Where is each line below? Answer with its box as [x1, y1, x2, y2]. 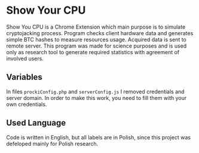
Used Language [6, 118, 66, 128]
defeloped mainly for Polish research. [6, 140, 99, 147]
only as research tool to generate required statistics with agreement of [6, 48, 180, 55]
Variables [6, 72, 43, 82]
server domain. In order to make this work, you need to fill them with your [6, 94, 187, 101]
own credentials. [6, 101, 47, 108]
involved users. [6, 55, 44, 62]
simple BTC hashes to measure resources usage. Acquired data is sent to [6, 36, 186, 43]
